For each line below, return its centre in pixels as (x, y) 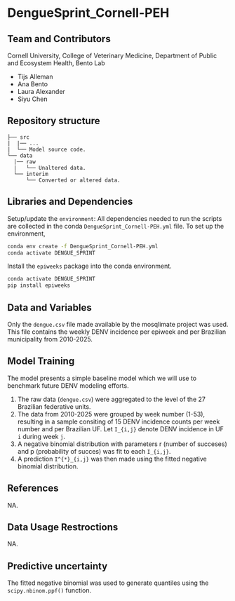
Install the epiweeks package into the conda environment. (89, 266)
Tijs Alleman (35, 76)
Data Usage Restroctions (63, 527)
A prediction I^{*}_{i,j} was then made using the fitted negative (112, 459)
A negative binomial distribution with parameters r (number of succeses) (122, 444)
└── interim (31, 174)
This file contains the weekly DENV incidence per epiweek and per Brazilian (117, 332)
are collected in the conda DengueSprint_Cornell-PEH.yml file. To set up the (116, 226)
